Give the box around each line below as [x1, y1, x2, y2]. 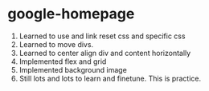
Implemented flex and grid [18, 57, 107, 66]
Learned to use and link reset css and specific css [18, 31, 186, 41]
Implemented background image [18, 65, 128, 74]
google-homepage [7, 5, 135, 23]
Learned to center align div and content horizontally [18, 48, 191, 57]
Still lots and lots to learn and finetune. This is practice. [18, 73, 202, 83]
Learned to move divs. [18, 39, 94, 49]
